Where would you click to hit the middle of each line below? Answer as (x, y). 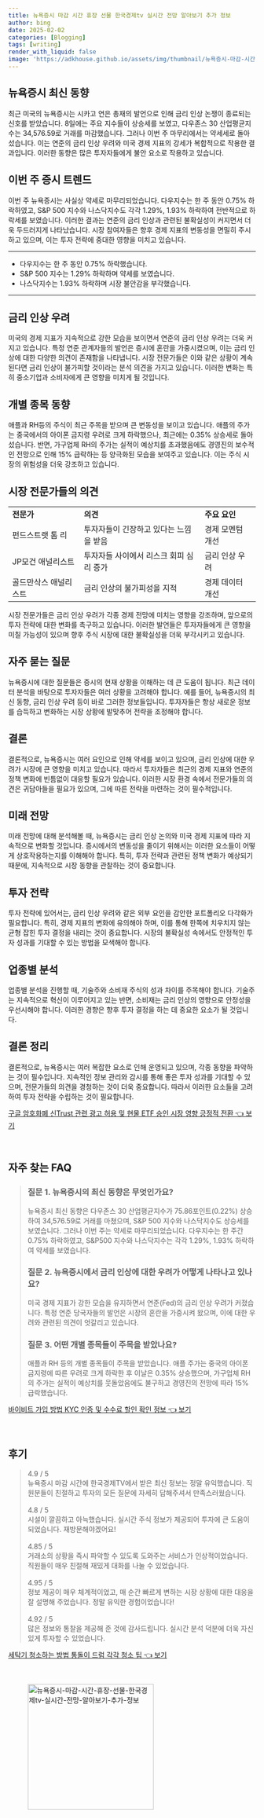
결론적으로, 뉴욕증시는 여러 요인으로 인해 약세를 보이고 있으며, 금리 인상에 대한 (128, 759)
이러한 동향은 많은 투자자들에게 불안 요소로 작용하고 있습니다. (130, 152)
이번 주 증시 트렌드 (50, 180)
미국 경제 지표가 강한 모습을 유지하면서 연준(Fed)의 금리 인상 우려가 (130, 1303)
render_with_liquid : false (52, 52)
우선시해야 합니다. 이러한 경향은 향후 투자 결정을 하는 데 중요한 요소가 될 (118, 1010)
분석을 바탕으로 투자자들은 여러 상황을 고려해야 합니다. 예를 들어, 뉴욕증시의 (132, 691)
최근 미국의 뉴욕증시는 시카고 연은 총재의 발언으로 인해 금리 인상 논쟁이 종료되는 (130, 113)
